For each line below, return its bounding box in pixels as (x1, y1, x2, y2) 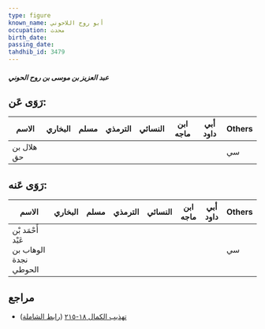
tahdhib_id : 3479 (8, 48, 65, 56)
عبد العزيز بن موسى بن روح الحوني (8, 72, 109, 82)
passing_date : (8, 41, 55, 49)
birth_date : (8, 33, 47, 42)
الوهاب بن (12, 245, 46, 256)
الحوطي (12, 264, 39, 275)
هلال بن (12, 142, 38, 153)
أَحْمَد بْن (12, 225, 39, 236)
